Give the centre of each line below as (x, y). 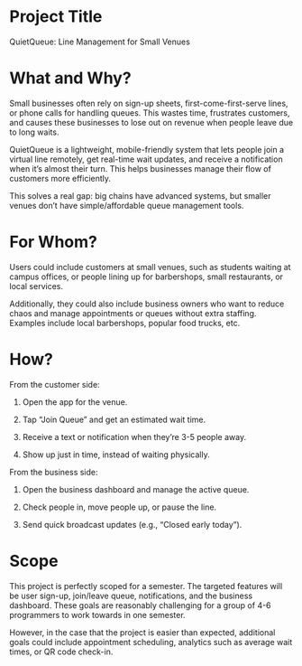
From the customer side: (55, 384)
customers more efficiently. (60, 178)
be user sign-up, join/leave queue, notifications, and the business (131, 596)
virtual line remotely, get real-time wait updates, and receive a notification (146, 159)
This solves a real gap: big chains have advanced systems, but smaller (140, 195)
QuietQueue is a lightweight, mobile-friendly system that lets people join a (147, 149)
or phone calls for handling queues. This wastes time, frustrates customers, (150, 113)
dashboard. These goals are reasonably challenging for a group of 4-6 (141, 605)
